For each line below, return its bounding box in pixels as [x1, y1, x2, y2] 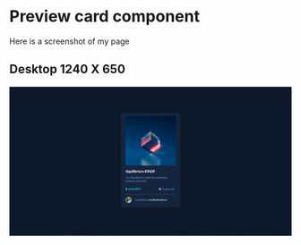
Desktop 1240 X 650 [9, 62, 125, 77]
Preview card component [9, 6, 200, 27]
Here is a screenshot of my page [9, 36, 130, 46]
